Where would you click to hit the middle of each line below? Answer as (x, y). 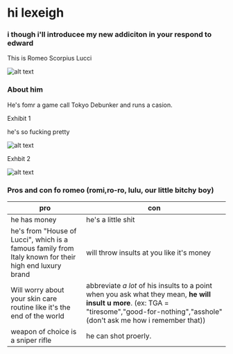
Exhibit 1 (19, 118)
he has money (34, 220)
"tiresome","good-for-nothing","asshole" (154, 312)
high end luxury (36, 266)
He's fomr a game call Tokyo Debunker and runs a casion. (90, 105)
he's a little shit (111, 220)
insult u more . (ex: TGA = (128, 303)
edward (20, 43)
